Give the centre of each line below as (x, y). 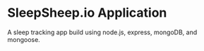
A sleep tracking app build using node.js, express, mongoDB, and (102, 32)
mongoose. (24, 39)
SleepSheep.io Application (87, 13)
